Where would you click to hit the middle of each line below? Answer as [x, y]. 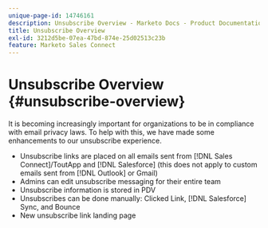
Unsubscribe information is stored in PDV [88, 190]
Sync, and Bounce [50, 207]
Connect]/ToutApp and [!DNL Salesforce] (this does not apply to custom [138, 165]
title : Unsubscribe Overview [57, 30]
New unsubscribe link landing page [78, 215]
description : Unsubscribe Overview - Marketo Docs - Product [112, 23]
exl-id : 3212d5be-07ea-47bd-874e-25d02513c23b [87, 38]
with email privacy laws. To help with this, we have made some [112, 132]
